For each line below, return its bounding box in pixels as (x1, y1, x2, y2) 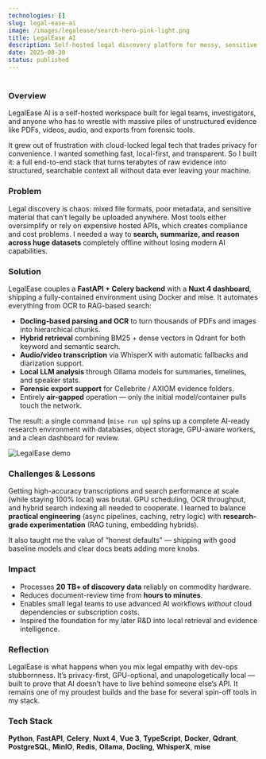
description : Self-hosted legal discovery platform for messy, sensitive (8, 41, 258, 49)
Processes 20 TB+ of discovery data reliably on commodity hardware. (19, 582, 252, 591)
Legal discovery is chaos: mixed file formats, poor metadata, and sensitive (8, 203, 252, 213)
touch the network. (19, 401, 83, 410)
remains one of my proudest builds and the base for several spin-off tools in (8, 687, 257, 696)
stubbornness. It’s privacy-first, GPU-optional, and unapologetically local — (8, 670, 256, 680)
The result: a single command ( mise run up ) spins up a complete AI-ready (8, 416, 250, 426)
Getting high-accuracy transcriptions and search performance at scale (8, 486, 240, 496)
